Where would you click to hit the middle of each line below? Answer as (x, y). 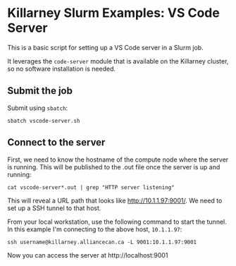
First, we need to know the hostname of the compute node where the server (118, 159)
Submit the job (40, 91)
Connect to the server (56, 143)
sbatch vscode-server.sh (44, 121)
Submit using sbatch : (38, 108)
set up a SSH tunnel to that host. (54, 208)
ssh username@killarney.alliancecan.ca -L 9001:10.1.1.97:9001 (102, 242)
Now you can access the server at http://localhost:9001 (88, 255)
